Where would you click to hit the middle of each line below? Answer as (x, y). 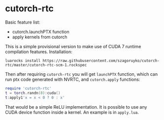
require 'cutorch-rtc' (28, 88)
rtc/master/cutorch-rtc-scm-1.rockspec (46, 65)
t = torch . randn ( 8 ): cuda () (33, 93)
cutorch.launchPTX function (41, 31)
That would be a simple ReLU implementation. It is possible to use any (76, 107)
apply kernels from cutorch (40, 37)
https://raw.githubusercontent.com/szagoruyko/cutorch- (101, 60)
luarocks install (23, 60)
